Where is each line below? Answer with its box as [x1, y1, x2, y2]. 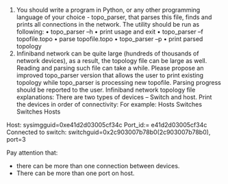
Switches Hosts [16, 107, 61, 116]
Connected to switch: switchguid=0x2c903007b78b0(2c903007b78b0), [6, 128, 211, 136]
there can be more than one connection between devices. [16, 162, 180, 170]
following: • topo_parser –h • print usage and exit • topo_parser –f [16, 27, 203, 36]
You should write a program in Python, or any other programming [16, 6, 201, 14]
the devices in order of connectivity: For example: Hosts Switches [16, 101, 203, 108]
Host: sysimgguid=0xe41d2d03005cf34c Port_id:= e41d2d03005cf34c [6, 121, 207, 129]
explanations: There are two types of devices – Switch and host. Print [16, 93, 212, 101]
